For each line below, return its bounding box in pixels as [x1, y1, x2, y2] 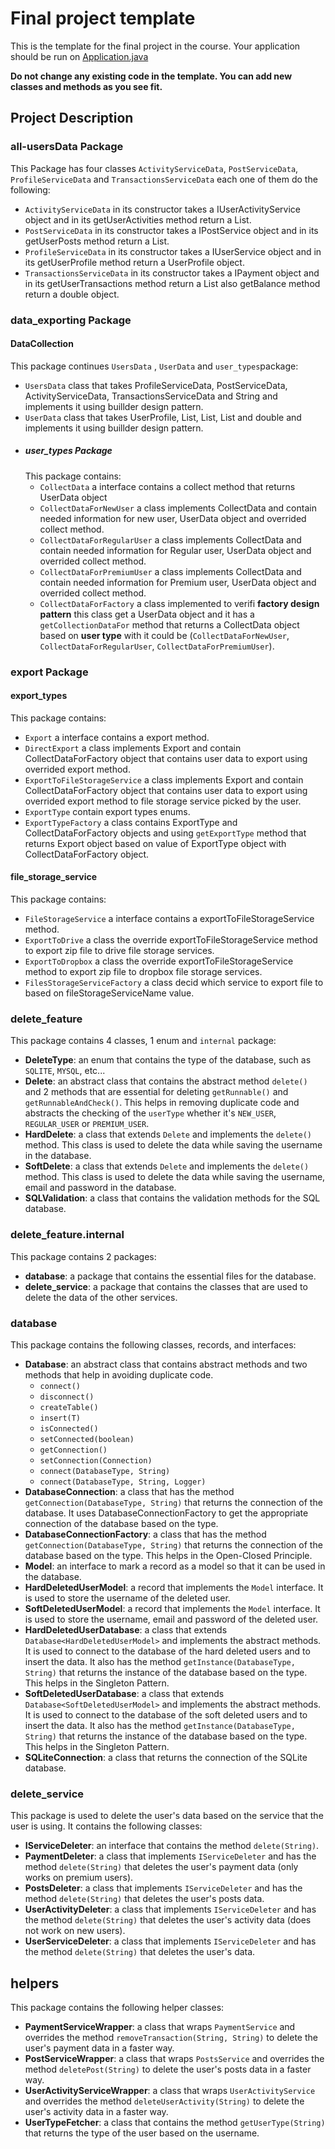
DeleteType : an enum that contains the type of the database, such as [24, 1054, 312, 1066]
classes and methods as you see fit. [10, 80, 163, 92]
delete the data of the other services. [24, 1291, 178, 1303]
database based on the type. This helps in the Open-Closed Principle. [24, 1549, 313, 1561]
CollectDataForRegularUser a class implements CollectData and [39, 533, 302, 546]
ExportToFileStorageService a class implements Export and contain [24, 773, 304, 786]
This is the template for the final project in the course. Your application [10, 40, 301, 52]
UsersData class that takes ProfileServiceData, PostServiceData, [24, 379, 288, 391]
